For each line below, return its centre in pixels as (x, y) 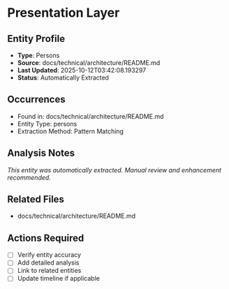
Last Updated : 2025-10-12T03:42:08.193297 (82, 70)
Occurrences (36, 99)
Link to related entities (49, 271)
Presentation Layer (64, 13)
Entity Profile (36, 39)
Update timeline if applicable (58, 279)
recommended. (29, 177)
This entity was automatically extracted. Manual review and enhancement (114, 170)
